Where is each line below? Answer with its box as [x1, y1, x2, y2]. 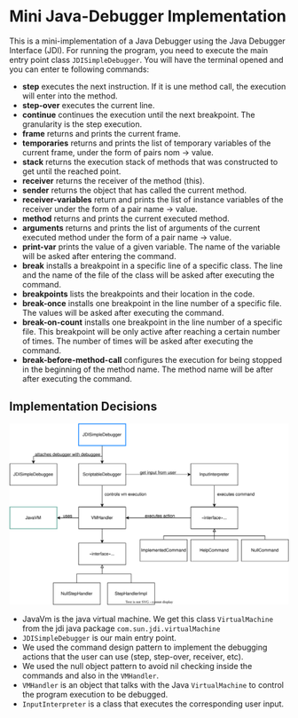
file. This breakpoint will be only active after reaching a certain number [21, 326, 281, 336]
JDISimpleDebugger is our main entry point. [21, 633, 177, 643]
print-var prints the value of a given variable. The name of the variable [21, 241, 281, 252]
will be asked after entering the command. [21, 250, 176, 261]
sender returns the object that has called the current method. [21, 185, 247, 195]
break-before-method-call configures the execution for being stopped [21, 354, 282, 365]
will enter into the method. [21, 91, 118, 101]
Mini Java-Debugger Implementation [9, 6, 286, 27]
